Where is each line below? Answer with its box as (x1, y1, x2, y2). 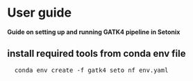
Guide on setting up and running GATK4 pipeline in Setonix (7, 28, 181, 36)
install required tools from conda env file (7, 48, 186, 60)
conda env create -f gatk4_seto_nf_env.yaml (14, 66, 169, 74)
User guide (7, 5, 72, 21)
